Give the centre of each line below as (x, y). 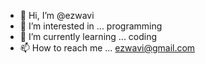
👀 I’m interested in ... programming (91, 26)
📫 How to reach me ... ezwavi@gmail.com (107, 48)
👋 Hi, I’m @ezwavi (57, 15)
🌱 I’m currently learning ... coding (88, 36)
